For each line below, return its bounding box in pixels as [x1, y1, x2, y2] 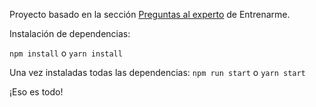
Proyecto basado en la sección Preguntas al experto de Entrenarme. [9, 9, 291, 20]
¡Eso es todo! [9, 86, 64, 98]
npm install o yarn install [9, 47, 123, 59]
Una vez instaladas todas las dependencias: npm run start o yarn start [9, 67, 306, 78]
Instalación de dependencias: [9, 28, 131, 39]
